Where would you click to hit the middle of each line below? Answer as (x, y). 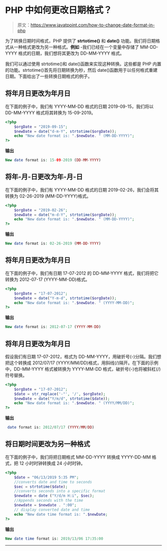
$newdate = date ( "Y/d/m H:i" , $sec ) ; (54, 496)
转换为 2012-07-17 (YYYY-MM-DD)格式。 (47, 279)
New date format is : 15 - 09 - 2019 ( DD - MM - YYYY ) (53, 160)
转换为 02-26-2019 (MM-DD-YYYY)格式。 (48, 196)
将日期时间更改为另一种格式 (48, 444)
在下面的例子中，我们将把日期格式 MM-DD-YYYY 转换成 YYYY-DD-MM (78, 457)
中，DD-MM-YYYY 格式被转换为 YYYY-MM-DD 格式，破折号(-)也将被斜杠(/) (83, 369)
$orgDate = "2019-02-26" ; (41, 210)
